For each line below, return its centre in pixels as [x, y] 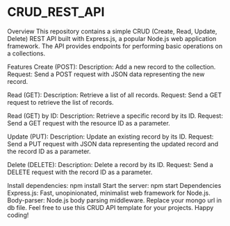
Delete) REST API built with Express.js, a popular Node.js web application [112, 38]
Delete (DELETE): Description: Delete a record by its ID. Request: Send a [110, 164]
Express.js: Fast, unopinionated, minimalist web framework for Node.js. [109, 193]
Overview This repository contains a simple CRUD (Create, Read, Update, [112, 31]
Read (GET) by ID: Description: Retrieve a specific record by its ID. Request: [115, 116]
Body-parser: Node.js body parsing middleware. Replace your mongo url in [115, 200]
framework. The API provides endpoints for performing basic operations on [115, 46]
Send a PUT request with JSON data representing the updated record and [113, 144]
